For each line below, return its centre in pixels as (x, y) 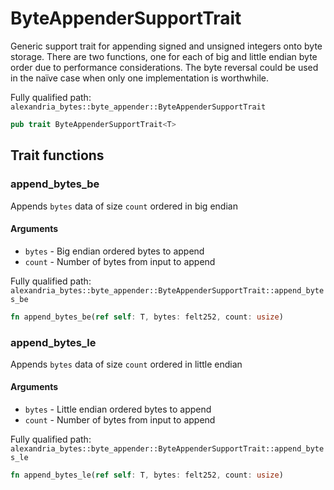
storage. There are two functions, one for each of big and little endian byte (164, 56)
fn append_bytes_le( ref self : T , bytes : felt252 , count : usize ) (147, 475)
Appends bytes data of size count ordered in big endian (124, 206)
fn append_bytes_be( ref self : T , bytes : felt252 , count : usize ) (147, 317)
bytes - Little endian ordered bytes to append (118, 409)
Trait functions (57, 155)
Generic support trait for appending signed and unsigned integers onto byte (166, 46)
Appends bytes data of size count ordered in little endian (126, 364)
